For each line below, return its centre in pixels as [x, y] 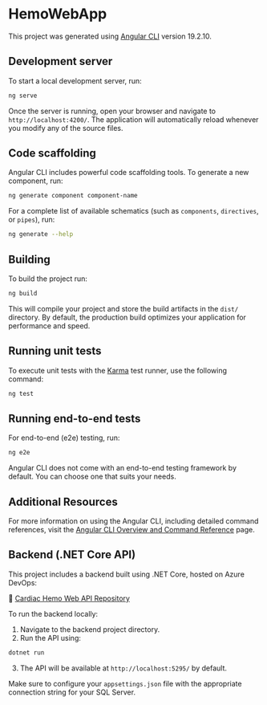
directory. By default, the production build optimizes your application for [127, 317]
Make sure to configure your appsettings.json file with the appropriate [125, 683]
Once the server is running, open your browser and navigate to [112, 111]
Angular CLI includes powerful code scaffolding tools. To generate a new [129, 173]
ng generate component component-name [73, 196]
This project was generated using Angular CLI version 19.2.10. [110, 36]
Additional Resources [63, 501]
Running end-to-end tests [75, 418]
